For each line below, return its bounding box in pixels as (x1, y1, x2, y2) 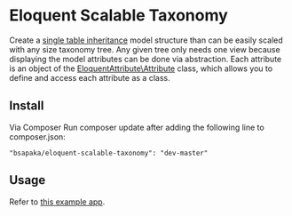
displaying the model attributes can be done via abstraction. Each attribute (9, 53, 282, 64)
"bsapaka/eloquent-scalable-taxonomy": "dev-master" (9, 148, 209, 157)
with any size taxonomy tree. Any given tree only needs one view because (9, 44, 281, 54)
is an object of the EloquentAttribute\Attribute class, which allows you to (9, 63, 273, 74)
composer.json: (9, 131, 67, 142)
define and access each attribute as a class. (9, 72, 170, 83)
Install (9, 99, 44, 114)
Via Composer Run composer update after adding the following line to (9, 122, 264, 132)
